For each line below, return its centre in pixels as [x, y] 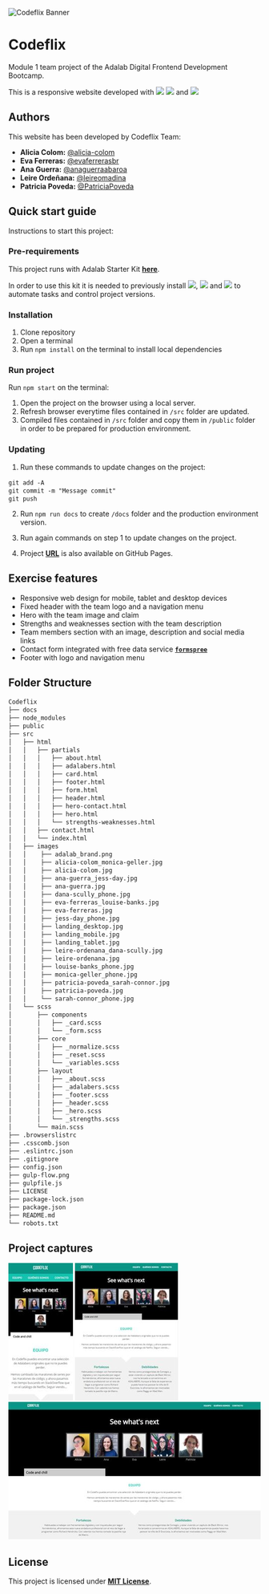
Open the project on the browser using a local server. [108, 403]
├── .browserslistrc [43, 1135]
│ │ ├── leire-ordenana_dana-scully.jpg [85, 951]
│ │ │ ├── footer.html [57, 782]
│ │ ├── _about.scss [57, 1079]
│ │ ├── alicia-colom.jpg [60, 870]
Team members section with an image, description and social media [132, 632]
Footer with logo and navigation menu [82, 657]
